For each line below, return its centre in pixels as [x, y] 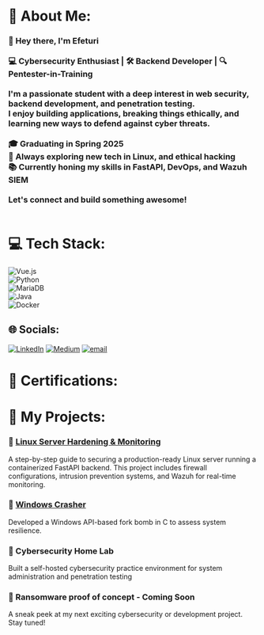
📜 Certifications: [63, 381]
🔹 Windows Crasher [47, 504]
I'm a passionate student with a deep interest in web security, [129, 94]
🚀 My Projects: [57, 417]
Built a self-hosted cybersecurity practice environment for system [115, 568]
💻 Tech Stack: [57, 244]
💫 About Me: [50, 16]
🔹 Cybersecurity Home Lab [61, 551]
